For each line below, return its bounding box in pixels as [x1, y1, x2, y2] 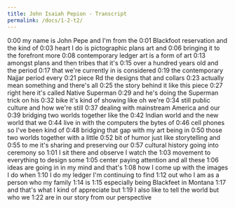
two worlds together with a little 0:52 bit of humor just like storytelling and [7, 133, 221, 141]
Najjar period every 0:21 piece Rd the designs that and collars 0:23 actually [7, 73, 224, 82]
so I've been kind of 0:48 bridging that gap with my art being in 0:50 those [7, 126, 222, 134]
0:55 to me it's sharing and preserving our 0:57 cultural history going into [7, 141, 219, 149]
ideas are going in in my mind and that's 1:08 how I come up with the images [7, 163, 229, 171]
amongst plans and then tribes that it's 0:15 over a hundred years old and [7, 58, 219, 67]
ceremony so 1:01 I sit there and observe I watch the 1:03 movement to [7, 148, 211, 157]
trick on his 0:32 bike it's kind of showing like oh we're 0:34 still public [7, 96, 210, 104]
